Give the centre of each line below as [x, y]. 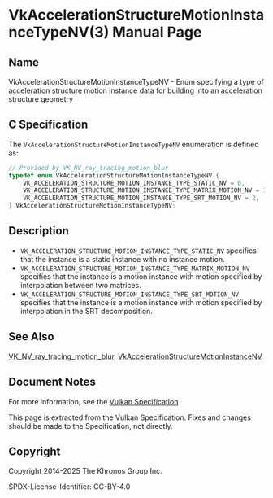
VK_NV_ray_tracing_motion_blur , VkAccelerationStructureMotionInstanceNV [135, 356]
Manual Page [157, 32]
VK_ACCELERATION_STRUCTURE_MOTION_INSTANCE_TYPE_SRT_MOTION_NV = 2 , [141, 198]
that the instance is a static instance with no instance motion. [122, 259]
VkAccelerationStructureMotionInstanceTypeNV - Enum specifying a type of [136, 82]
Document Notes [52, 382]
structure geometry [41, 99]
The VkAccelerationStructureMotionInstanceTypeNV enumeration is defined [134, 144]
